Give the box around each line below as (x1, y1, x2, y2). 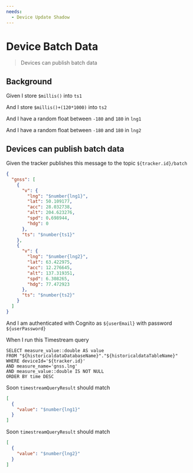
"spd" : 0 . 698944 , (27, 215, 70, 221)
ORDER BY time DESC (6, 373, 54, 379)
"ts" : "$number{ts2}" (21, 292, 76, 298)
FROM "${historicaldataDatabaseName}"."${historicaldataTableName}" (6, 353, 178, 359)
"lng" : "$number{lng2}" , (27, 254, 89, 260)
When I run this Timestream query (6, 336, 90, 343)
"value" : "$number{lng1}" (17, 407, 81, 413)
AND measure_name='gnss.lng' (6, 363, 78, 369)
